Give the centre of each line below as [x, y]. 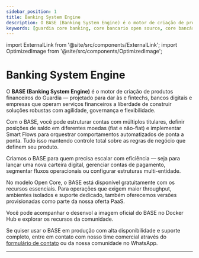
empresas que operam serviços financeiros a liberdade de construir [89, 104]
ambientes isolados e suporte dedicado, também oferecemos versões [92, 195]
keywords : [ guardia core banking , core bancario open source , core [91, 28]
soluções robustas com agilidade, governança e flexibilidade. [81, 111]
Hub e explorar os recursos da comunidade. [60, 219]
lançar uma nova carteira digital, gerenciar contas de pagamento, [86, 165]
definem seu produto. [33, 147]
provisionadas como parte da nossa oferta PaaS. [66, 201]
